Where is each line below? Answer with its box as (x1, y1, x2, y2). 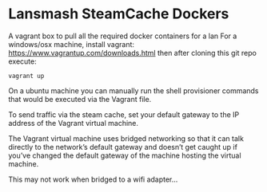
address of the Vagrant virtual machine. (8, 118, 138, 127)
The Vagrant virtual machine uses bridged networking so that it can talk (8, 133, 244, 143)
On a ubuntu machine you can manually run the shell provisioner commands (8, 85, 259, 96)
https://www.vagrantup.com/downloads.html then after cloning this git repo (8, 48, 257, 57)
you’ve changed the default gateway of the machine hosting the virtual (8, 151, 241, 160)
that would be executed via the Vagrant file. (8, 94, 152, 104)
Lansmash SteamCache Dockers (8, 5, 229, 23)
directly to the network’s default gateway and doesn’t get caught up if (8, 142, 238, 151)
